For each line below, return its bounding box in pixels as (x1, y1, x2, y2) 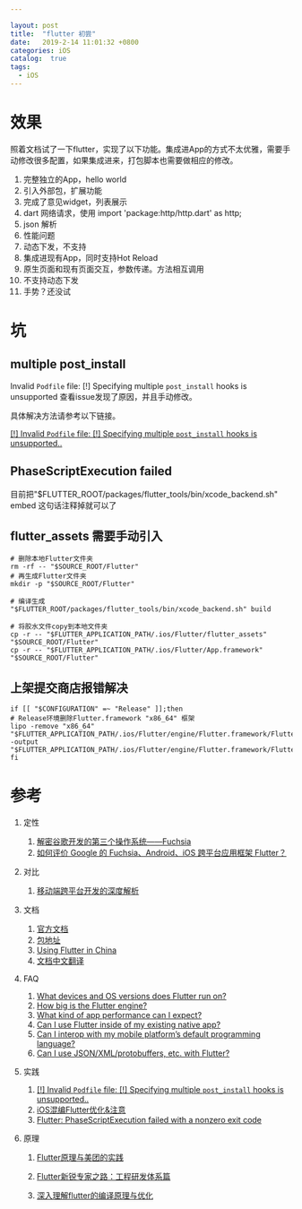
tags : (10, 63, 30, 72)
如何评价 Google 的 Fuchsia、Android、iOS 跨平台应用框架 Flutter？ (36, 848, 288, 859)
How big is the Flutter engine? (36, 1000, 148, 1011)
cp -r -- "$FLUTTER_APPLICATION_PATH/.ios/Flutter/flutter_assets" (10, 630, 268, 639)
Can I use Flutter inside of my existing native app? (36, 1019, 221, 1031)
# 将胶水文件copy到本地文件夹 (10, 622, 108, 632)
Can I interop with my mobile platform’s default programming (36, 1029, 261, 1040)
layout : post (10, 21, 59, 30)
